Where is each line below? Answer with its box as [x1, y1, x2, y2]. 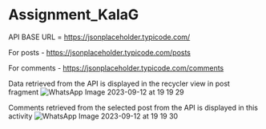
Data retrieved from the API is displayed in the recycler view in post [8, 79, 231, 88]
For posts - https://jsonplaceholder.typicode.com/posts [8, 47, 191, 57]
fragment [8, 87, 39, 97]
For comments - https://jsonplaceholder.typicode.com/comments [8, 62, 224, 73]
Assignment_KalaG [8, 6, 139, 24]
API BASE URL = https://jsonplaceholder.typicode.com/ [8, 32, 191, 42]
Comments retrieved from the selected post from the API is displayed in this [8, 103, 259, 112]
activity [8, 111, 33, 121]
